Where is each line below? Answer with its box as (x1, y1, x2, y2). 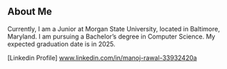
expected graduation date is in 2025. (7, 39, 116, 48)
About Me (7, 6, 52, 18)
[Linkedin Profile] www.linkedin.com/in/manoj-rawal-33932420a (7, 53, 198, 62)
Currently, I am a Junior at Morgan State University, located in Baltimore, (7, 24, 220, 33)
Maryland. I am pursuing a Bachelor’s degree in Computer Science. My (7, 32, 216, 41)
